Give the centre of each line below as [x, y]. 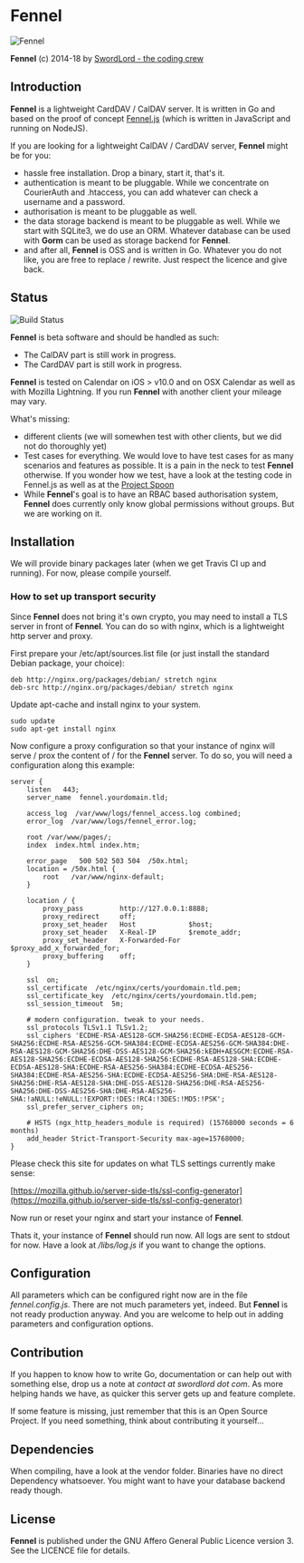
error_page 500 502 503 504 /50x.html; [108, 861]
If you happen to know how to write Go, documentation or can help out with [151, 1374]
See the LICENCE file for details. [70, 1550]
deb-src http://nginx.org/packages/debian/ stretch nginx [122, 687]
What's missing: [40, 419]
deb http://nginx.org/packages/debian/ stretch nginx [114, 680]
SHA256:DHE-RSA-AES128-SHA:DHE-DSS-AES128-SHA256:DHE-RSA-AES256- [138, 1083]
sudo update [33, 721]
